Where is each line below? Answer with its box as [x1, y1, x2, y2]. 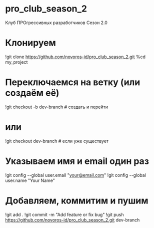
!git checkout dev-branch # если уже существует [5, 138, 109, 144]
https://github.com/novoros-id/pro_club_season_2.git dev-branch [5, 216, 140, 223]
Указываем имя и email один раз [5, 155, 149, 167]
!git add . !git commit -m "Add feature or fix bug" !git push [5, 211, 124, 217]
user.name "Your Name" [5, 177, 55, 183]
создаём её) [5, 87, 59, 99]
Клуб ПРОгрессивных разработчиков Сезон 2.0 [5, 20, 107, 26]
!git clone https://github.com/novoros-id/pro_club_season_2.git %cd [5, 54, 146, 60]
